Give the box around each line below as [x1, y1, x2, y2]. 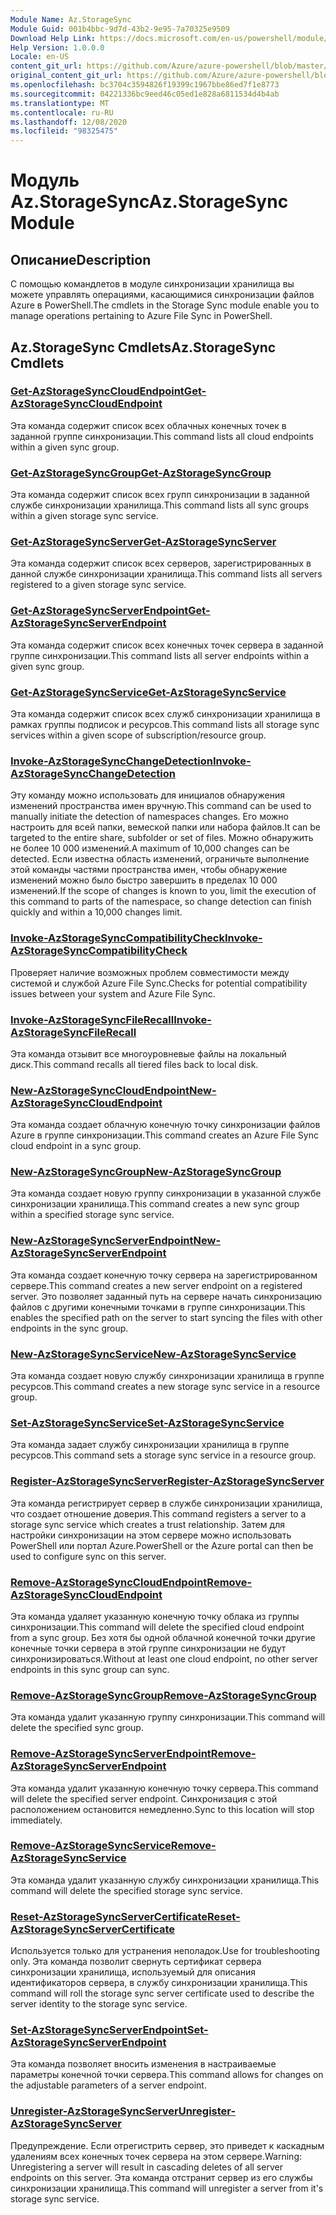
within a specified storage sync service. [10, 1209, 175, 1221]
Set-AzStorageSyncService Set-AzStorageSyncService [10, 1416, 285, 1430]
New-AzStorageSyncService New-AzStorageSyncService [10, 1347, 297, 1361]
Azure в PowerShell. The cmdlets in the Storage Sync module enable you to [10, 299, 320, 311]
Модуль [10, 169, 80, 192]
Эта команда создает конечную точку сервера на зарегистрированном [10, 1269, 318, 1281]
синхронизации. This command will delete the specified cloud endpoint [10, 1621, 305, 1633]
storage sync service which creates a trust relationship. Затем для [10, 1518, 285, 1530]
